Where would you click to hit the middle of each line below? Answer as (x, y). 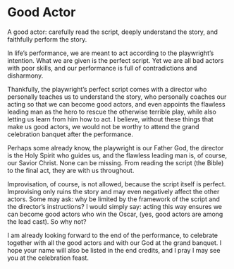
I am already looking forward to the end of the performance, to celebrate (113, 235)
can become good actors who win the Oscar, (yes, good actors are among (115, 214)
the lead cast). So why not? (47, 221)
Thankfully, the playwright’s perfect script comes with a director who (107, 89)
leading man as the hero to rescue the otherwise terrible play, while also (112, 112)
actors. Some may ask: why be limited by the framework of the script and (113, 199)
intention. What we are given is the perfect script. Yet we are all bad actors (116, 60)
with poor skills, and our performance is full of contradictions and (102, 68)
